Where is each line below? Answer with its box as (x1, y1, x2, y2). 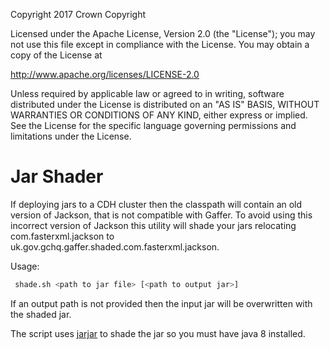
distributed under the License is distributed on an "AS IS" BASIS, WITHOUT (10, 99, 320, 110)
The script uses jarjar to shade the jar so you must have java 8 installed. (10, 327, 306, 339)
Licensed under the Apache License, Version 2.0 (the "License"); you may (10, 28, 316, 39)
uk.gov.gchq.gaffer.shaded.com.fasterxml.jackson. (10, 240, 220, 253)
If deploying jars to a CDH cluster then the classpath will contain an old (10, 198, 303, 210)
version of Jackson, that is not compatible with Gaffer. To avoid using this (10, 209, 313, 221)
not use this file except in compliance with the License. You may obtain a (10, 39, 310, 50)
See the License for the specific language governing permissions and (10, 120, 297, 131)
